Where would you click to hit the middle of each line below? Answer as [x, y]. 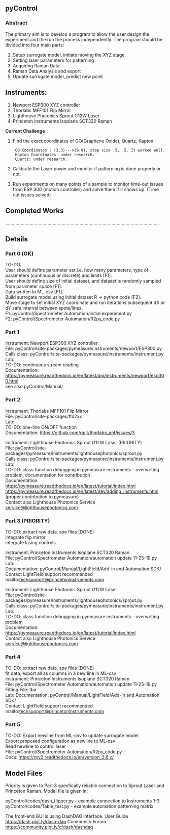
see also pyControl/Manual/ [34, 387]
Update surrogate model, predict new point [58, 77]
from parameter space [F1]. [34, 286]
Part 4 [13, 656]
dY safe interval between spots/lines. [44, 308]
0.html [12, 381]
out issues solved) [32, 195]
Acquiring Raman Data [36, 65]
